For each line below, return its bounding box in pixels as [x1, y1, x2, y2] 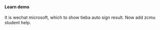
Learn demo [4, 4, 30, 10]
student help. [4, 20, 31, 26]
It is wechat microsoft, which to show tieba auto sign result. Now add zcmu [4, 15, 156, 20]
